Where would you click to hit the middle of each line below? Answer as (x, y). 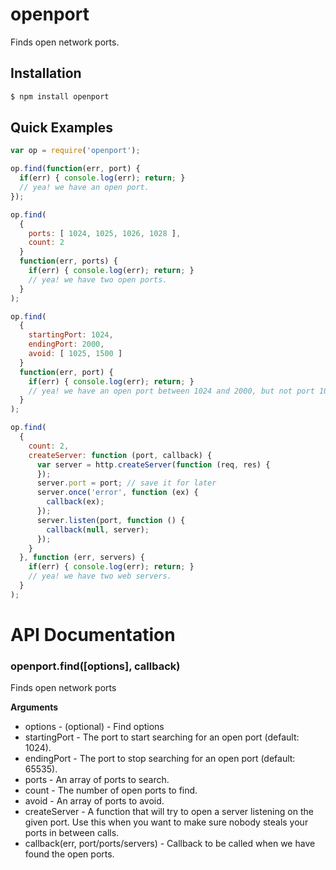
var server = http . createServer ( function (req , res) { (153, 464)
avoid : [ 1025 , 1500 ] (75, 354)
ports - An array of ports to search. (97, 780)
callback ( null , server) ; (98, 529)
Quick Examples (62, 128)
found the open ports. (69, 854)
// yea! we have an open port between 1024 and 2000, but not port (171, 391)
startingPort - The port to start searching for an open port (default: (162, 737)
